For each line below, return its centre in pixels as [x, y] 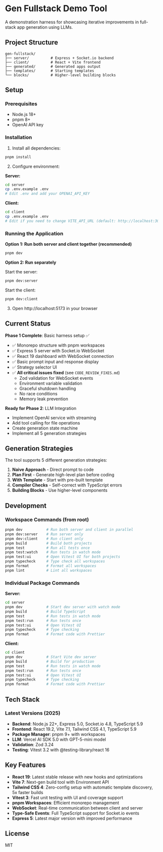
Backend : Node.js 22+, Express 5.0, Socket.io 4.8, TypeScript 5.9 [77, 724]
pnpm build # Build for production [50, 661]
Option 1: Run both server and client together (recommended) [68, 244]
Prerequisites [21, 104]
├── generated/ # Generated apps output [53, 66]
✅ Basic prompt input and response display [55, 362]
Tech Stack [22, 699]
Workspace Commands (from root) [47, 520]
